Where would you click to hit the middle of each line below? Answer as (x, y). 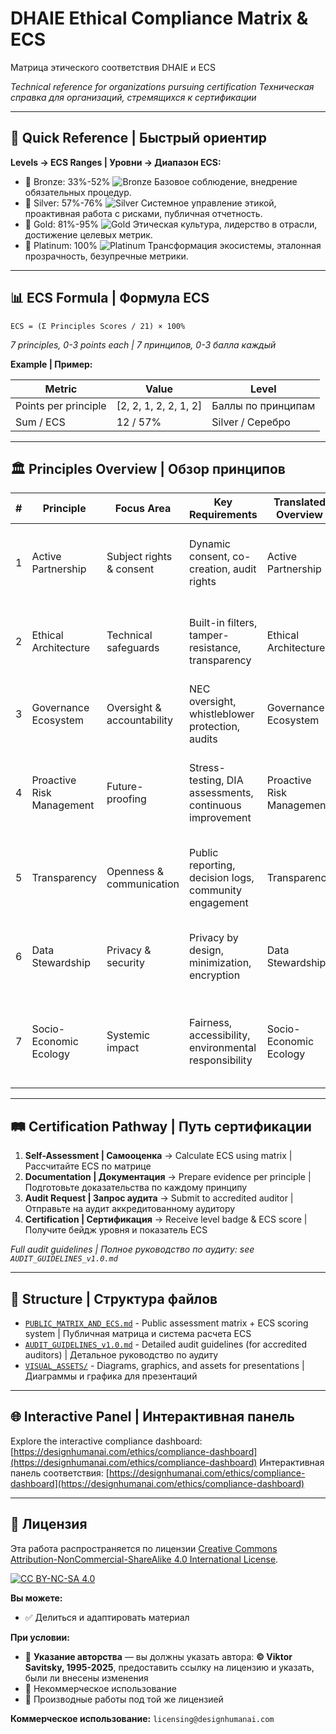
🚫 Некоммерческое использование (100, 1688)
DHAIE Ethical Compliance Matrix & (159, 18)
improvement (220, 818)
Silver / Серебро (251, 422)
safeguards (133, 648)
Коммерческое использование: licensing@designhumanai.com (142, 1718)
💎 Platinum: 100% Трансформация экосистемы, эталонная (173, 245)
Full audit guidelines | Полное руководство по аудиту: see (132, 1249)
